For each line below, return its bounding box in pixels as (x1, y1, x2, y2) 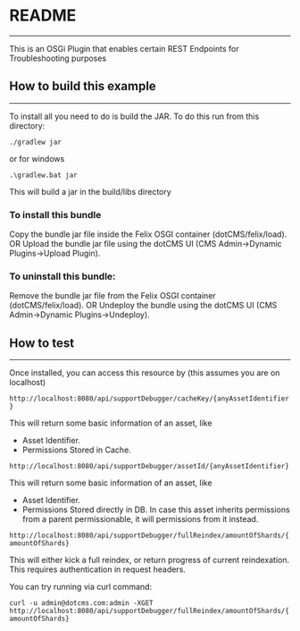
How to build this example (9, 79, 156, 94)
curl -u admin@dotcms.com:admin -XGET (9, 599, 154, 608)
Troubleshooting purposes (9, 53, 107, 63)
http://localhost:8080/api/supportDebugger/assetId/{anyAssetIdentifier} (9, 462, 290, 471)
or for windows (9, 153, 65, 164)
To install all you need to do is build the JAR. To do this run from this (9, 111, 260, 122)
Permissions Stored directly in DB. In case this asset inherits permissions (21, 504, 290, 515)
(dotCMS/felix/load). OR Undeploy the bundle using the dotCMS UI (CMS (9, 300, 278, 311)
